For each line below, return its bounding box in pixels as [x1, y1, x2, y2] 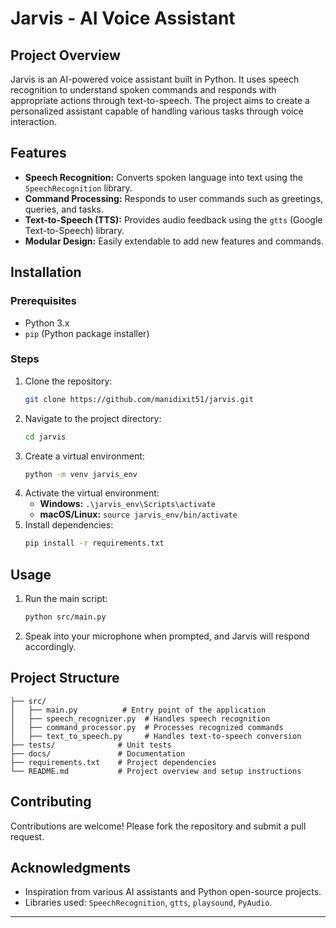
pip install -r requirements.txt [24, 538, 165, 549]
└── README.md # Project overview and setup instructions [10, 766, 302, 776]
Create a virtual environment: [24, 450, 145, 462]
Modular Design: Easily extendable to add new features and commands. [24, 235, 324, 247]
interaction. [10, 116, 58, 127]
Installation [10, 264, 82, 281]
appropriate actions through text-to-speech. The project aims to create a [10, 95, 310, 106]
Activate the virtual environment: [24, 487, 160, 499]
